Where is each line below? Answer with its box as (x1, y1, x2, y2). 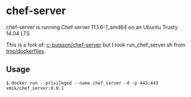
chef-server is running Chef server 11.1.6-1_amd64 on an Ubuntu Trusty (6, 24, 178, 31)
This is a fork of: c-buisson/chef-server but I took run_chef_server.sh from (6, 41, 186, 48)
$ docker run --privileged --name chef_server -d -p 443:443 (6, 80, 159, 86)
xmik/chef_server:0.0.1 (6, 85, 64, 91)
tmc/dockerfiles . (6, 47, 46, 54)
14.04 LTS (6, 29, 30, 36)
